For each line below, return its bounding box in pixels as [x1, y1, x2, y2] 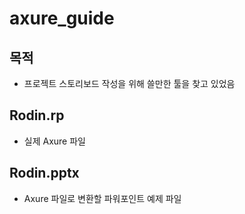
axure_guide [9, 7, 115, 30]
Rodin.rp [9, 107, 65, 124]
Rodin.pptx [9, 165, 80, 182]
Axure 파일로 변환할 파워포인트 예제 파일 [23, 192, 182, 204]
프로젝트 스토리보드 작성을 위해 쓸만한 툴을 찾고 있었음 [23, 78, 236, 89]
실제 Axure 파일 [23, 135, 86, 147]
